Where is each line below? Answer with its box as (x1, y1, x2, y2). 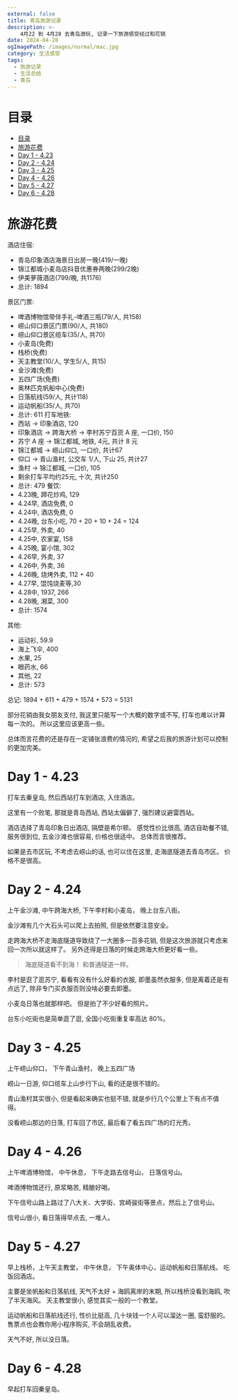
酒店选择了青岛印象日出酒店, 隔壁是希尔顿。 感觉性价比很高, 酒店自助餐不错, (7, 824, 229, 832)
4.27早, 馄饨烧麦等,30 (17, 579, 81, 588)
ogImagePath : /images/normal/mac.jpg (7, 43, 119, 50)
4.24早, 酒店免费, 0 (17, 499, 74, 508)
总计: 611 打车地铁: (17, 410, 72, 419)
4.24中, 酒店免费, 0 (17, 508, 74, 517)
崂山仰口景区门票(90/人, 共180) (17, 321, 108, 330)
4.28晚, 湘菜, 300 (17, 597, 69, 605)
